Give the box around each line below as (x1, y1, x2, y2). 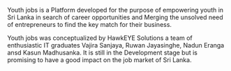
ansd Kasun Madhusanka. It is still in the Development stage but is (7, 48, 198, 57)
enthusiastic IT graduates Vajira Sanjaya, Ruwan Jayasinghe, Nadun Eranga (7, 41, 225, 49)
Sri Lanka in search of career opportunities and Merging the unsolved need (7, 13, 223, 21)
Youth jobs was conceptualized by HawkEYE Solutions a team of (7, 34, 193, 42)
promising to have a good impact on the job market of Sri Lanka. (7, 56, 192, 64)
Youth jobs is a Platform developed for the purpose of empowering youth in (7, 6, 224, 14)
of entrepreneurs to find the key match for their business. (7, 21, 172, 28)
